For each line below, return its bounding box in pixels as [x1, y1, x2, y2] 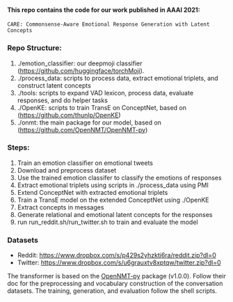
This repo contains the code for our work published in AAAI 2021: [7, 6, 200, 14]
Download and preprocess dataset [17, 166, 117, 174]
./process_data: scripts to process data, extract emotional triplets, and [17, 74, 218, 82]
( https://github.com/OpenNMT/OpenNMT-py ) [17, 125, 148, 134]
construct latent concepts [17, 81, 92, 90]
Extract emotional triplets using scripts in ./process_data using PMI [17, 181, 209, 189]
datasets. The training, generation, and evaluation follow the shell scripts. [7, 287, 218, 295]
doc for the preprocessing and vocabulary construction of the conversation [7, 279, 223, 288]
